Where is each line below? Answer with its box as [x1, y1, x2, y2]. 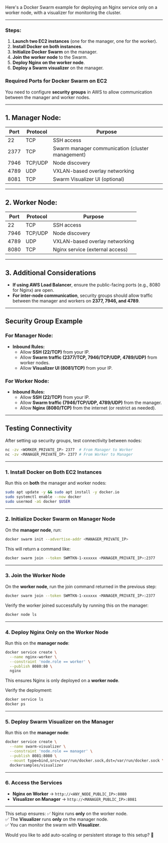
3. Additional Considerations [5, 268, 96, 277]
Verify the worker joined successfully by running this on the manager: [5, 602, 149, 608]
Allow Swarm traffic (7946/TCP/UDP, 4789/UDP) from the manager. [19, 399, 162, 406]
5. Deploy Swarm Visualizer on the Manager [5, 718, 114, 725]
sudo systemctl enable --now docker [5, 494, 81, 499]
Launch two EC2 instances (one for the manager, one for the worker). [12, 38, 157, 44]
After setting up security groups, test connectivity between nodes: [5, 437, 142, 444]
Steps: [5, 27, 21, 34]
